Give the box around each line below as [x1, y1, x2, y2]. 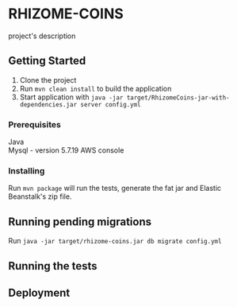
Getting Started [8, 54, 86, 68]
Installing [8, 165, 45, 176]
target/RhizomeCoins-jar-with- [126, 93, 230, 102]
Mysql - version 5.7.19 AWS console [8, 146, 124, 155]
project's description [8, 31, 76, 41]
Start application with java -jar [19, 92, 124, 102]
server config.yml [80, 100, 141, 108]
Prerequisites [8, 119, 61, 130]
